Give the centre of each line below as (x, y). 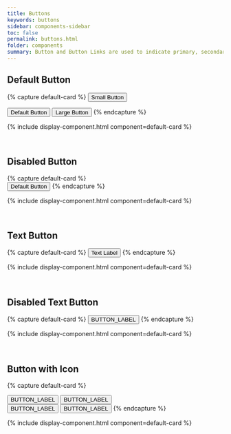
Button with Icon (43, 369)
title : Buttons (29, 13)
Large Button (72, 112)
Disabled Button (42, 162)
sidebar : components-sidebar (49, 26)
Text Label (104, 253)
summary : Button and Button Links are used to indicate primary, (102, 52)
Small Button (108, 97)
